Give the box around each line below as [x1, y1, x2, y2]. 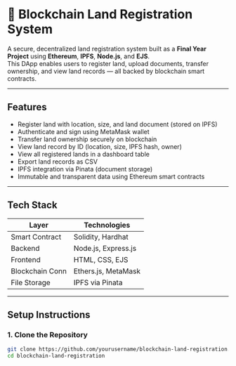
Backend [11, 243, 40, 253]
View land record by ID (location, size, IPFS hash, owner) [17, 142, 183, 150]
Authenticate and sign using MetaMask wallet [17, 127, 150, 136]
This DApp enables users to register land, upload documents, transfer [7, 59, 209, 67]
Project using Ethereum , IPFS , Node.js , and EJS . [7, 52, 150, 60]
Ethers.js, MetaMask [73, 266, 140, 276]
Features [7, 101, 47, 113]
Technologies [84, 220, 131, 230]
